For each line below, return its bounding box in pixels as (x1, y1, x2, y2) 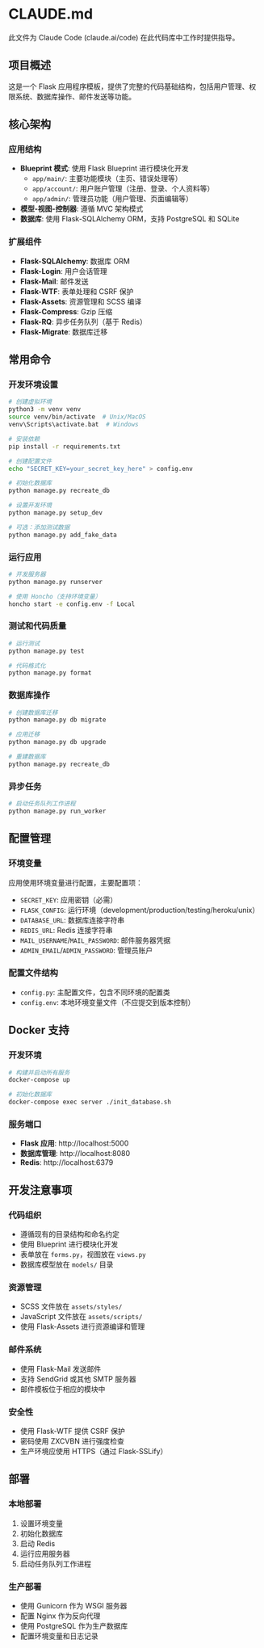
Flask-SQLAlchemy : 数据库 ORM (19, 256, 131, 266)
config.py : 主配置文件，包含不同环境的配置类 (19, 987, 171, 997)
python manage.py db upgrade (8, 738, 107, 746)
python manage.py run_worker (8, 807, 107, 815)
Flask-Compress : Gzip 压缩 (19, 306, 113, 316)
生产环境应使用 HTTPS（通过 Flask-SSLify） (19, 1446, 168, 1456)
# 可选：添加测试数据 (8, 523, 70, 532)
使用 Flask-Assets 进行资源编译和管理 (19, 1322, 145, 1331)
